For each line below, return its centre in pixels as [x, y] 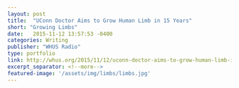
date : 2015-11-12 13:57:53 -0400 [60, 34]
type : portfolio [31, 54]
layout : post [27, 14]
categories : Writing [38, 40]
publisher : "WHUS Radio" [44, 47]
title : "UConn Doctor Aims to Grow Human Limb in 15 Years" [100, 21]
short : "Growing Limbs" [43, 27]
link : [15, 60]
